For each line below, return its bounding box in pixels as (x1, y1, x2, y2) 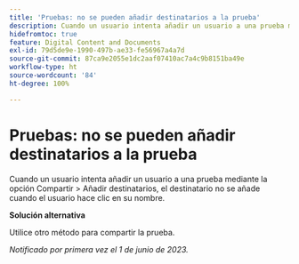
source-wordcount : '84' (9, 71, 98, 80)
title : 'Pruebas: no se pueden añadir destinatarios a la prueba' (9, 12, 261, 22)
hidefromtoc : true (9, 29, 77, 38)
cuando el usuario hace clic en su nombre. (9, 192, 166, 203)
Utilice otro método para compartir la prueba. (9, 227, 175, 237)
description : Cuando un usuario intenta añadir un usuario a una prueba (9, 21, 285, 30)
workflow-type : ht (9, 63, 77, 72)
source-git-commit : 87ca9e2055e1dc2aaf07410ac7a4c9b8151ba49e (9, 54, 245, 63)
